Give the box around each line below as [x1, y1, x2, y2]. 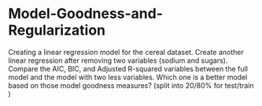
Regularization [8, 21, 106, 39]
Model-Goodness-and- [8, 5, 164, 23]
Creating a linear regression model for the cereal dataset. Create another [8, 47, 244, 57]
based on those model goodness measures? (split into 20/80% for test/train [8, 80, 254, 90]
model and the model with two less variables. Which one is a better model [8, 72, 248, 82]
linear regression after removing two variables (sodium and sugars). [8, 56, 228, 65]
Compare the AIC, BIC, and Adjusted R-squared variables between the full [8, 64, 248, 73]
